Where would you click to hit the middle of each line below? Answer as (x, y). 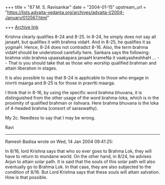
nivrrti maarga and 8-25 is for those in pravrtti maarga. (60, 83)
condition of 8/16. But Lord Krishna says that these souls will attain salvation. (82, 172)
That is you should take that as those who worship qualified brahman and (82, 63)
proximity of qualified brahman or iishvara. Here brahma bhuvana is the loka (82, 103)
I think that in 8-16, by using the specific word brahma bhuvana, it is (74, 92)
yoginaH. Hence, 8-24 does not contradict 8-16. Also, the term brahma (77, 47)
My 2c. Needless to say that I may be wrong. (50, 118)
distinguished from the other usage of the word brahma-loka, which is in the (82, 98)
